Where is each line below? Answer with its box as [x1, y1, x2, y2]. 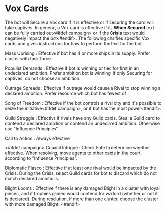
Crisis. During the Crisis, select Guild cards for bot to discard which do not [5, 170, 157, 176]
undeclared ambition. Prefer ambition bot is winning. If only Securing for [5, 70, 152, 76]
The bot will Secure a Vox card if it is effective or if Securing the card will [5, 19, 154, 25]
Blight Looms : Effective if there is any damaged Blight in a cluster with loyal [5, 185, 160, 191]
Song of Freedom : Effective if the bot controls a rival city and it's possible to [5, 100, 162, 106]
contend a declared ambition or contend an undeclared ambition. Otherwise [5, 120, 160, 126]
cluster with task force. [5, 55, 52, 61]
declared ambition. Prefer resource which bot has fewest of [5, 90, 126, 96]
